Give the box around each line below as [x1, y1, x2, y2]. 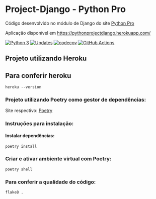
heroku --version [5, 84, 42, 90]
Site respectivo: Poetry [5, 108, 53, 114]
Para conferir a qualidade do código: [5, 178, 96, 185]
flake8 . [5, 190, 24, 195]
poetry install [5, 144, 37, 149]
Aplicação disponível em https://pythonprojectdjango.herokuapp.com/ [5, 30, 151, 36]
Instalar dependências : [5, 132, 55, 139]
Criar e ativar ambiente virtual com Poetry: [5, 155, 112, 162]
